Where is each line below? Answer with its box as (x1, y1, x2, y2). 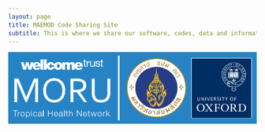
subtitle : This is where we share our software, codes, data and (8, 29, 227, 37)
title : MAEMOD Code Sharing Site (8, 20, 118, 29)
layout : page (8, 13, 51, 20)
